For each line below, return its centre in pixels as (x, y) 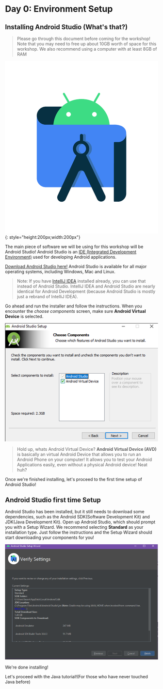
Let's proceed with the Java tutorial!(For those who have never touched (76, 676)
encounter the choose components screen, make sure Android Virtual (75, 311)
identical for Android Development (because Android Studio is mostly (86, 291)
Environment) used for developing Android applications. (61, 257)
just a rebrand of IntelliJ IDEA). (48, 296)
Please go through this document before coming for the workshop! (83, 38)
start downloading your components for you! (50, 537)
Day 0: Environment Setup (59, 9)
